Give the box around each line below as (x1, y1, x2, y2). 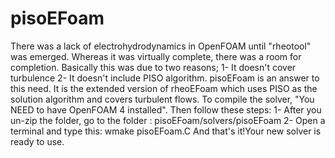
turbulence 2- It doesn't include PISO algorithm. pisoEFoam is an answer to (10, 72, 320, 84)
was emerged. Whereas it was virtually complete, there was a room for (10, 50, 302, 62)
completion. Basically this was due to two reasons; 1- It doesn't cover (10, 61, 297, 73)
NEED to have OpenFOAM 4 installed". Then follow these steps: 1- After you (10, 103, 322, 116)
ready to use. (10, 135, 65, 147)
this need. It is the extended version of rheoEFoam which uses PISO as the (10, 82, 318, 94)
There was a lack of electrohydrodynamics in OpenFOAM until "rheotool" (10, 40, 312, 52)
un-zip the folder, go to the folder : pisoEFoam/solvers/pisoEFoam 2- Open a (10, 114, 326, 126)
